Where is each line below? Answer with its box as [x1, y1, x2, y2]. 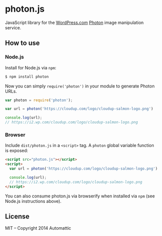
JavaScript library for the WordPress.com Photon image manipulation [5, 20, 144, 25]
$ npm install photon [5, 74, 49, 79]
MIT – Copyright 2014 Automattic [5, 225, 72, 231]
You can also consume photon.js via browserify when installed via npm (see [5, 193, 155, 199]
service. [5, 24, 21, 30]
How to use [5, 39, 40, 47]
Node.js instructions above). [5, 198, 62, 204]
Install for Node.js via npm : [5, 64, 57, 70]
